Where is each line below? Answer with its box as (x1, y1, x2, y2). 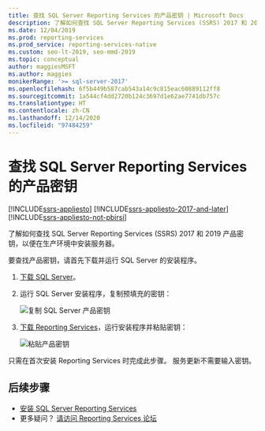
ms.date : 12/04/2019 (8, 26, 77, 34)
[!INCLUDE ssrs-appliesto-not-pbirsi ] (8, 212, 128, 221)
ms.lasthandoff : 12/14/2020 (8, 114, 101, 122)
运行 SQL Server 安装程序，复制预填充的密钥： (19, 288, 172, 298)
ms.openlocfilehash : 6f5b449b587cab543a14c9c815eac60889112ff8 (8, 84, 221, 93)
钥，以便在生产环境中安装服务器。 (8, 238, 119, 248)
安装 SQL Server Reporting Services (19, 403, 137, 413)
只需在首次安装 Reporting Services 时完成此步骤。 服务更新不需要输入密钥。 (8, 355, 256, 365)
